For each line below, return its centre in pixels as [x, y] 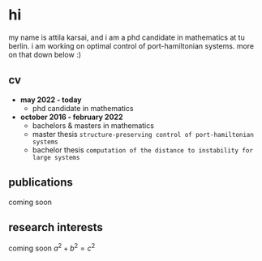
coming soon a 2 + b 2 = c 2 [52, 247]
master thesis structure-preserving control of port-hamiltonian [143, 134]
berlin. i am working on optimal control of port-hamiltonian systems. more [131, 45]
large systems [56, 157]
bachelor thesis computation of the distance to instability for [143, 150]
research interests [56, 227]
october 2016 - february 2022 [71, 117]
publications [41, 183]
